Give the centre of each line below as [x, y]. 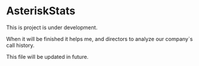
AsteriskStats [41, 11]
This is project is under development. [52, 27]
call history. [20, 45]
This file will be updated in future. [47, 56]
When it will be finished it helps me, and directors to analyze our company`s [99, 39]
